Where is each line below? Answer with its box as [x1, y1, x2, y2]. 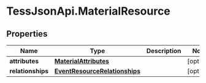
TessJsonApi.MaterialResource [6, 4, 170, 18]
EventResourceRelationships [54, 67, 141, 75]
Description [146, 47, 181, 55]
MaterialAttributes [54, 57, 109, 65]
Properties [6, 29, 48, 39]
